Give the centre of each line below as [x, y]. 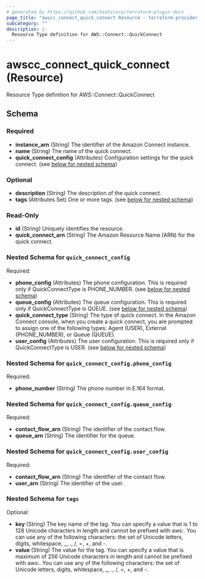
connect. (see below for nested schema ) [66, 164]
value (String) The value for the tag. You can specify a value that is [99, 550]
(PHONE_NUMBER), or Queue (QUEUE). [65, 334]
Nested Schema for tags [43, 499]
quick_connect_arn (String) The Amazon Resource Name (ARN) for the [105, 235]
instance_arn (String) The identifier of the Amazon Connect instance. [103, 145]
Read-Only [23, 215]
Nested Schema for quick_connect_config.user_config [88, 451]
